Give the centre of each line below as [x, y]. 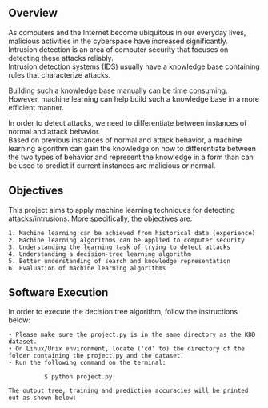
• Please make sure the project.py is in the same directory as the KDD [132, 335]
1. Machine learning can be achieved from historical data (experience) [132, 233]
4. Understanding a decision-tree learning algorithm [100, 254]
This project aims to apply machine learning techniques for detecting [122, 210]
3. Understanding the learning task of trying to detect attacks [119, 247]
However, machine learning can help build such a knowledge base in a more [134, 98]
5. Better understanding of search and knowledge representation [119, 261]
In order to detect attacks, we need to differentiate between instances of [128, 122]
